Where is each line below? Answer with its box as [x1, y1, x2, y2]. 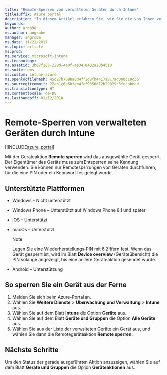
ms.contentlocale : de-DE [5, 91, 57, 96]
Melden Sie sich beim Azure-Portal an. [12, 294, 91, 300]
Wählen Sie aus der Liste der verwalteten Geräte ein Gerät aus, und [12, 326, 151, 332]
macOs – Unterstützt [12, 227, 55, 232]
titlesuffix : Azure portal [5, 12, 61, 17]
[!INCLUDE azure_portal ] [5, 144, 55, 150]
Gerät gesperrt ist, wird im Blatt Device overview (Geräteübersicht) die [12, 251, 158, 257]
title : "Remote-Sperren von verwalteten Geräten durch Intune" [5, 7, 139, 12]
